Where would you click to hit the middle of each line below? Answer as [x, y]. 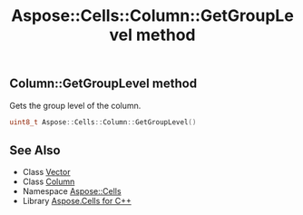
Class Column [49, 181]
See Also [35, 150]
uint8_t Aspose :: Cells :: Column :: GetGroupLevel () [103, 122]
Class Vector [46, 172]
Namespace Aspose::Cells [72, 191]
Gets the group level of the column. [75, 105]
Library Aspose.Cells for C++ [77, 201]
